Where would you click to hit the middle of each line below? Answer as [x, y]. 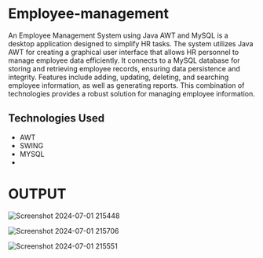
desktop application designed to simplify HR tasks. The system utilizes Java [131, 43]
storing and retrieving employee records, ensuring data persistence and [124, 68]
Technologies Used [56, 118]
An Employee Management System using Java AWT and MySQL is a [119, 35]
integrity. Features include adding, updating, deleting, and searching [119, 77]
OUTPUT [37, 194]
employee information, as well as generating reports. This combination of [126, 85]
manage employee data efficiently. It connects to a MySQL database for [124, 60]
